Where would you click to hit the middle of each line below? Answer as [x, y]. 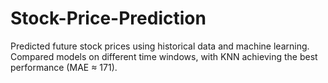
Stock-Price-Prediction [108, 18]
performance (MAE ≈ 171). [64, 67]
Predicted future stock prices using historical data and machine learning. [160, 46]
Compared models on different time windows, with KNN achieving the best [164, 56]
